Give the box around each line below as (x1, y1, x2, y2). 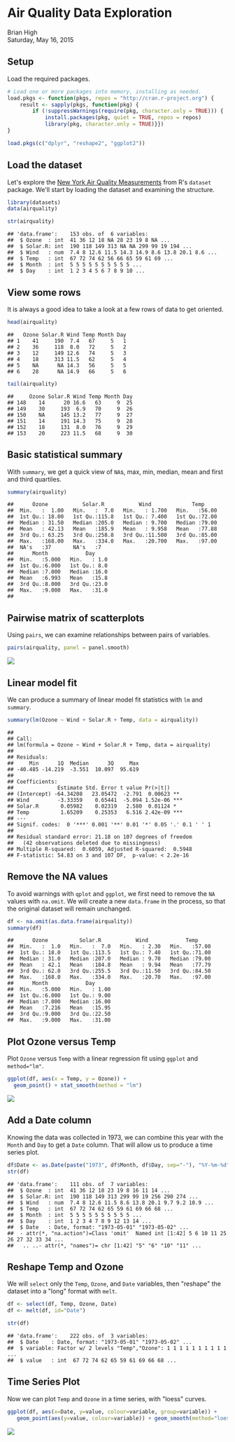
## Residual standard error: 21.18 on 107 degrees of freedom (7, 833, 192, 841)
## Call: (7, 735, 33, 742)
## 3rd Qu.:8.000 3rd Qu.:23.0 (7, 580, 108, 588)
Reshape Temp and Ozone (7, 1260, 124, 1273)
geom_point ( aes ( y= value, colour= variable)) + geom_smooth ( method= (16, 1415, 215, 1422)
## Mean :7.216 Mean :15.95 (7, 1005, 111, 1012)
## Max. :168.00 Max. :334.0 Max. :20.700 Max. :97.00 (7, 538, 218, 545)
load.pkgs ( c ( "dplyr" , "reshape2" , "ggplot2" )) (7, 140, 145, 147)
